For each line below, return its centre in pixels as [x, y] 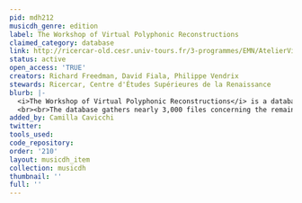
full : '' [26, 185]
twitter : [26, 127]
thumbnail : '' [36, 176]
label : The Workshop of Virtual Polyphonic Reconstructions [124, 34]
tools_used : [31, 135]
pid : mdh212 [31, 18]
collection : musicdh [48, 168]
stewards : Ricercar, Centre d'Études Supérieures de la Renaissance [140, 84]
